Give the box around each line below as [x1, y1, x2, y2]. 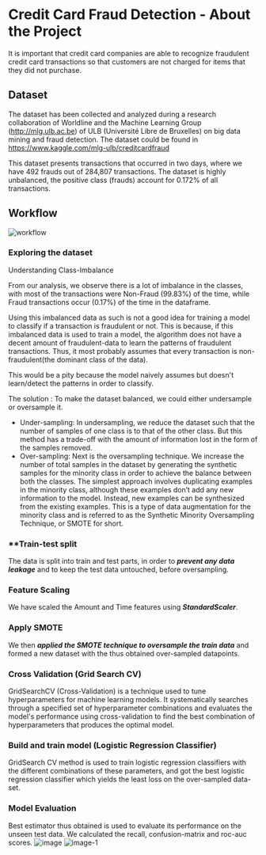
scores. [8, 838, 33, 847]
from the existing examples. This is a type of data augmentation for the [19, 501, 251, 511]
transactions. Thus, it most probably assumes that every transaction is [8, 346, 237, 355]
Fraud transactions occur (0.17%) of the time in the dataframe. [8, 297, 211, 306]
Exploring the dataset [8, 247, 93, 258]
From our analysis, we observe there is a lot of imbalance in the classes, [8, 280, 244, 290]
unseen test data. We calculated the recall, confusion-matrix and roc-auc [8, 829, 247, 838]
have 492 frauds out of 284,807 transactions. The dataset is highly [8, 166, 226, 176]
